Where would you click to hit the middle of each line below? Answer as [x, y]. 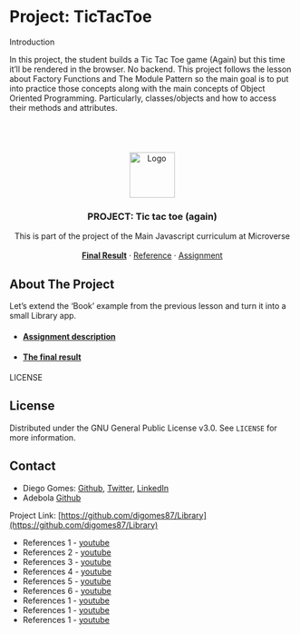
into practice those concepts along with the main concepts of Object [137, 88]
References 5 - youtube [67, 581]
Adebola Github [52, 498]
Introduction [32, 42]
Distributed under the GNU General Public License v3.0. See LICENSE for [144, 428]
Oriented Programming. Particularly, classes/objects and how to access [143, 98]
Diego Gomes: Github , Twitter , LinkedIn [96, 488]
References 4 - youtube [67, 571]
